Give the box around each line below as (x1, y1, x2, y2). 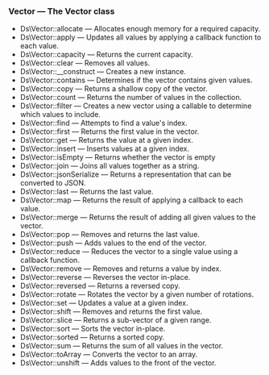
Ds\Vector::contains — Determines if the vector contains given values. (19, 75, 253, 85)
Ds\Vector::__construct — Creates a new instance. (19, 67, 187, 77)
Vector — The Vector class (8, 6, 115, 17)
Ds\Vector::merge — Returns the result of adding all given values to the (19, 212, 256, 223)
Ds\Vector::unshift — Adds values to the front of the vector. (19, 358, 217, 368)
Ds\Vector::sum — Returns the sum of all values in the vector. (19, 341, 224, 351)
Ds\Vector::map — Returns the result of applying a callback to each (19, 195, 243, 205)
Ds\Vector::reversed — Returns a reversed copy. (19, 281, 180, 291)
